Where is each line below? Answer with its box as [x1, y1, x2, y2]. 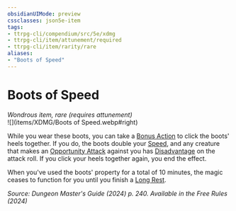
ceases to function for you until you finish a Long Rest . [7, 175, 167, 184]
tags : [7, 23, 23, 30]
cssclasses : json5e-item [7, 17, 81, 24]
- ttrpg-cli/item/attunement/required [7, 37, 122, 44]
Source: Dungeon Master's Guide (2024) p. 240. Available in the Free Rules [7, 189, 228, 198]
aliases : [7, 50, 33, 57]
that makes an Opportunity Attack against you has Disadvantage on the [7, 147, 216, 155]
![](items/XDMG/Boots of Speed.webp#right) [7, 118, 138, 126]
